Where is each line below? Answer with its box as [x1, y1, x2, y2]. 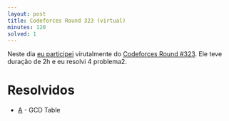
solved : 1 [7, 30, 37, 38]
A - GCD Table [17, 106, 61, 115]
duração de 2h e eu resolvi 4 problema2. [7, 58, 127, 66]
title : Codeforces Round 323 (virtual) [7, 17, 126, 24]
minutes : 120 [7, 23, 46, 31]
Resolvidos [7, 83, 75, 98]
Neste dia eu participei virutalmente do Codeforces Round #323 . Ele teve [7, 50, 223, 58]
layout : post [7, 10, 46, 18]
